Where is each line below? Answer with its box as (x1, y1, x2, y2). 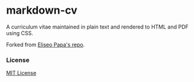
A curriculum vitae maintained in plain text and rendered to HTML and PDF (6, 23, 189, 30)
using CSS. (6, 29, 34, 36)
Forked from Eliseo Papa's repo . (6, 41, 85, 48)
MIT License (6, 70, 37, 77)
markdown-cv (6, 4, 77, 17)
